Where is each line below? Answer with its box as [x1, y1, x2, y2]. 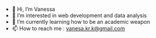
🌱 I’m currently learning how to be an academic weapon [11, 18, 150, 25]
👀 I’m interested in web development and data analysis [11, 12, 147, 19]
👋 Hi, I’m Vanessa [11, 6, 55, 12]
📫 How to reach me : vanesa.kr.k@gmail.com [11, 25, 125, 32]
